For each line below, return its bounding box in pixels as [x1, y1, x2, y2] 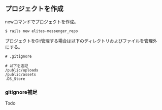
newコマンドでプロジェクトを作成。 [5, 19, 79, 25]
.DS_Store [5, 76, 26, 81]
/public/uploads [5, 68, 38, 73]
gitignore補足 [5, 88, 38, 95]
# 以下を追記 [5, 63, 28, 68]
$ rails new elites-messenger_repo [5, 29, 78, 34]
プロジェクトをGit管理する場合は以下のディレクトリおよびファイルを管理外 [5, 37, 158, 43]
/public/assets [5, 72, 36, 77]
